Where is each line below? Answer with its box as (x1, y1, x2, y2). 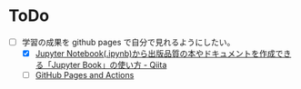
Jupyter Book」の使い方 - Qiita (51, 60, 167, 71)
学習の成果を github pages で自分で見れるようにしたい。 (21, 36, 236, 47)
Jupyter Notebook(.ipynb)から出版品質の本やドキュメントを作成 (35, 48, 276, 59)
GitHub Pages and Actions (35, 70, 135, 81)
